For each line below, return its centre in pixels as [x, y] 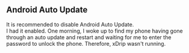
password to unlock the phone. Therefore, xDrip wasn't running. [86, 43]
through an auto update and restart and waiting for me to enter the [89, 37]
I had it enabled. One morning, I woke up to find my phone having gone [94, 31]
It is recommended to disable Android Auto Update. [70, 24]
